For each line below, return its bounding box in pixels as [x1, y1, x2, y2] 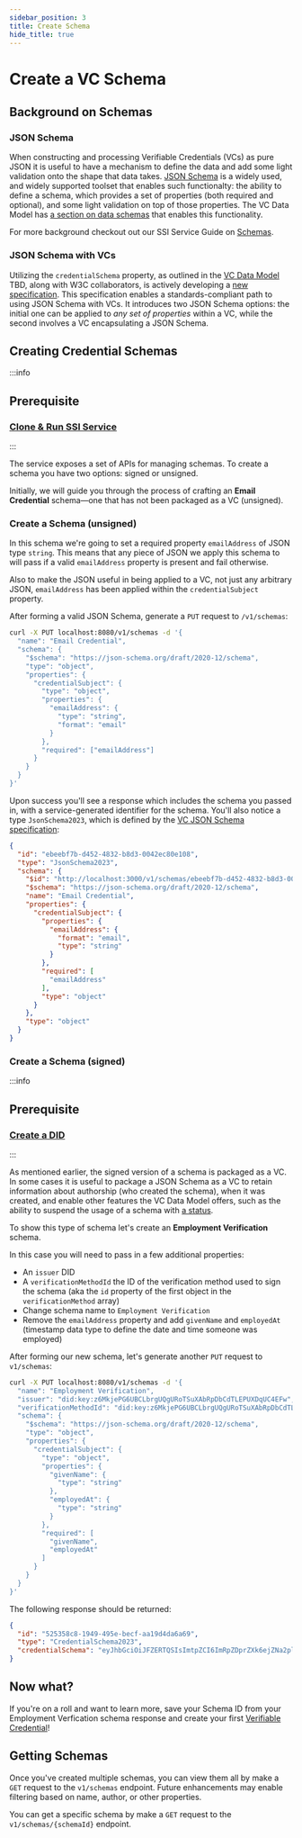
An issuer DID [22, 1266, 75, 1277]
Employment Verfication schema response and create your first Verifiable [9, 1712, 281, 1724]
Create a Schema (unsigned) [9, 517, 138, 529]
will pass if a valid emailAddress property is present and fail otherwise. [9, 557, 270, 568]
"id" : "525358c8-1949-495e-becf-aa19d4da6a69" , [17, 1629, 200, 1638]
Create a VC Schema [9, 68, 166, 89]
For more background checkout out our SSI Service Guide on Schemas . [9, 227, 274, 238]
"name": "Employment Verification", [17, 1386, 155, 1395]
